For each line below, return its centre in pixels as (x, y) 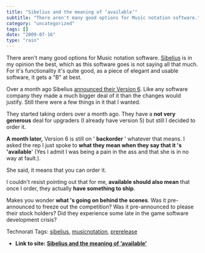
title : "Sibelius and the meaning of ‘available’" (72, 12)
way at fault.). (23, 158)
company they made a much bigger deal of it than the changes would (94, 96)
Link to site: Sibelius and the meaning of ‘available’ (81, 243)
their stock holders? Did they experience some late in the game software (98, 213)
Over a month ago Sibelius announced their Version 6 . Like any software (97, 89)
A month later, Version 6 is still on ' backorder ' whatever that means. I (95, 139)
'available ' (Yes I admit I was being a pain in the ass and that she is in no (98, 152)
